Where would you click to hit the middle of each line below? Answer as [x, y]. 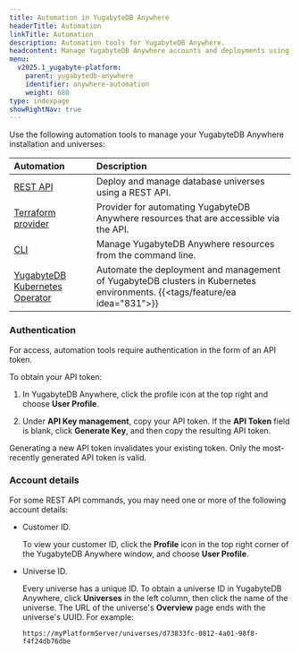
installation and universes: [57, 144]
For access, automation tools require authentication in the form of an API [143, 349]
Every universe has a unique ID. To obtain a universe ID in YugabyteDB [152, 589]
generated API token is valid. [94, 457]
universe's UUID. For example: [78, 617]
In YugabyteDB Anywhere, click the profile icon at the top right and [145, 394]
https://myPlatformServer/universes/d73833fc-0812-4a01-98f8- [140, 633]
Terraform [35, 213]
